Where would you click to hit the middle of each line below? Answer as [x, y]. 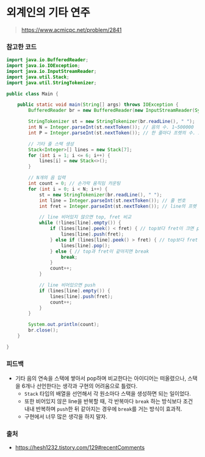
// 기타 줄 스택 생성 [51, 144]
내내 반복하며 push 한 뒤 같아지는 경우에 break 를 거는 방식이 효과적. [103, 409]
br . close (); [44, 330]
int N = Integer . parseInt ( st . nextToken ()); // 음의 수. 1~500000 [111, 127]
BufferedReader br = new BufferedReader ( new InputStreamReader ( [112, 111]
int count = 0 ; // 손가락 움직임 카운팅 [74, 184]
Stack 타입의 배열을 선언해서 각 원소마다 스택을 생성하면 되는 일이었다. [107, 394]
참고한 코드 [22, 46]
